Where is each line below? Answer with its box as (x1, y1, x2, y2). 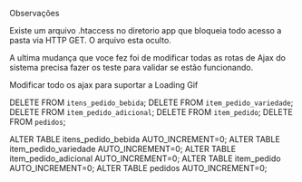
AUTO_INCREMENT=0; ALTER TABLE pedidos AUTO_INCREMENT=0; (9, 163, 268, 173)
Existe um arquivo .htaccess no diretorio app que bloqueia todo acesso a (9, 25, 282, 35)
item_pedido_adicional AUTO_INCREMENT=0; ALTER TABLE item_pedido (9, 153, 281, 164)
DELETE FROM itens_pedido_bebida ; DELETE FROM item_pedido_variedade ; (9, 97, 294, 108)
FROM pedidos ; (9, 117, 66, 127)
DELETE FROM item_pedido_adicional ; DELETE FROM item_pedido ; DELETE (9, 107, 293, 117)
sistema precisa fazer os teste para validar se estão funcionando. (9, 62, 254, 72)
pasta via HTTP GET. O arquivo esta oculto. (9, 35, 172, 45)
